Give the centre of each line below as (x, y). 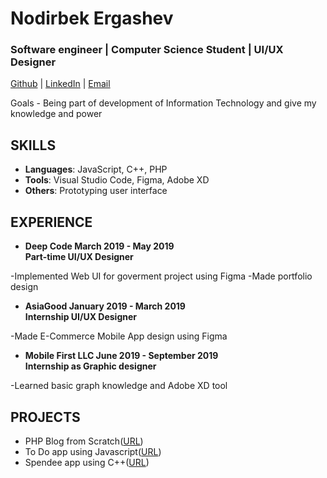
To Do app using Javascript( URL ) (93, 451)
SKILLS (33, 145)
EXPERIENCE (51, 222)
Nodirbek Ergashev (92, 18)
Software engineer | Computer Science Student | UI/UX (147, 50)
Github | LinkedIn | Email (60, 84)
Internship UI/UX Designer (80, 317)
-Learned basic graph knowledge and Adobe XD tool (119, 386)
